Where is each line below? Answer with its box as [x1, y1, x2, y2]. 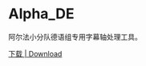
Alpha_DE [8, 5, 75, 23]
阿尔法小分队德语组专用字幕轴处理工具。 [8, 32, 142, 41]
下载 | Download [8, 49, 63, 58]
